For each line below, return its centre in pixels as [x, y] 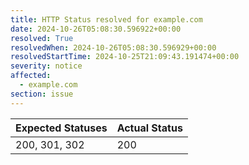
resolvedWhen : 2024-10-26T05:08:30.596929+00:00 [113, 47]
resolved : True [42, 38]
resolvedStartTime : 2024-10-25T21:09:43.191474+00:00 [125, 57]
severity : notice [46, 66]
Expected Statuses [61, 128]
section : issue [42, 94]
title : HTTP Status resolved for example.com [106, 19]
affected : [31, 76]
